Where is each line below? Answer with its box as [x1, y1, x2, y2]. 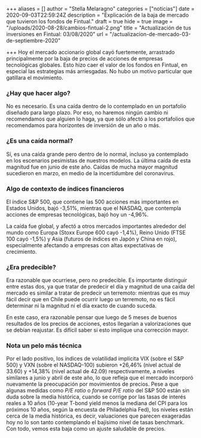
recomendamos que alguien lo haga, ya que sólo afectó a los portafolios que [6, 115, 195, 122]
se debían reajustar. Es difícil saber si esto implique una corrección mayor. [6, 326, 190, 334]
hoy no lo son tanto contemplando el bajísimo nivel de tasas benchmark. [6, 419, 184, 426]
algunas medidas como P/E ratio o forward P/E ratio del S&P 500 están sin [6, 387, 190, 394]
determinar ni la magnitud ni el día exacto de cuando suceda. [6, 302, 157, 310]
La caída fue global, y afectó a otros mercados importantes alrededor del [6, 222, 187, 230]
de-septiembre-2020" [6, 37, 61, 44]
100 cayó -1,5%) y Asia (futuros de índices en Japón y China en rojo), [6, 235, 177, 242]
